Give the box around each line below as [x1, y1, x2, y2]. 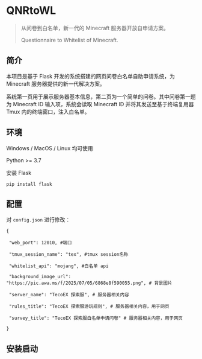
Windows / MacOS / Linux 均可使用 [6, 144, 93, 151]
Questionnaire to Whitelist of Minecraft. [20, 36, 118, 43]
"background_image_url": [8, 274, 71, 280]
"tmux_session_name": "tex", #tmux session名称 [8, 252, 129, 258]
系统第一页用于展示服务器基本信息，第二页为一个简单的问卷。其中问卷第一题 [6, 93, 196, 100]
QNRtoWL [6, 4, 57, 17]
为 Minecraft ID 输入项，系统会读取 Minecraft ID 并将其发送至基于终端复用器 [6, 100, 194, 107]
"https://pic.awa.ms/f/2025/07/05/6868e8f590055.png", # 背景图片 [6, 280, 173, 287]
